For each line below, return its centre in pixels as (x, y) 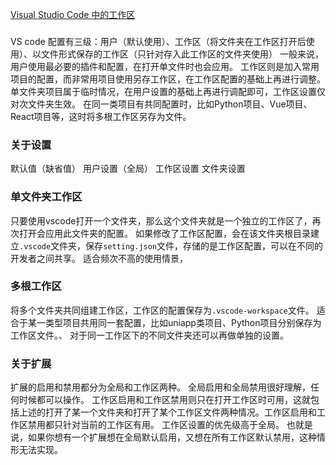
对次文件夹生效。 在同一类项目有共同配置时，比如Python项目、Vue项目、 (161, 104)
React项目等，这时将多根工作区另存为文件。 (101, 116)
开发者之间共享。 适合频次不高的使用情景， (99, 258)
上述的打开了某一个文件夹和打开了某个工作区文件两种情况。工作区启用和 (167, 412)
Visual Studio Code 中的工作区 (73, 14)
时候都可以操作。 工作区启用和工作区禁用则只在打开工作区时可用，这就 (164, 400)
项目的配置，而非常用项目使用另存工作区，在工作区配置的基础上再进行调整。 (168, 79)
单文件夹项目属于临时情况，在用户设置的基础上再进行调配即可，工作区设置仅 (168, 91)
